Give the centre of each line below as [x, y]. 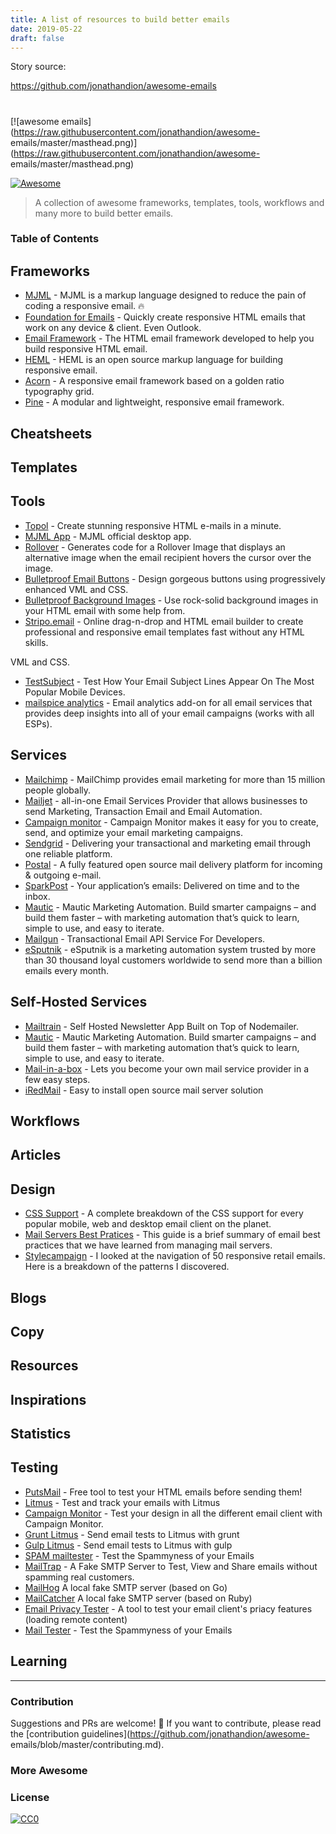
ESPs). [38, 723]
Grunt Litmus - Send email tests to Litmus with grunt [132, 1534]
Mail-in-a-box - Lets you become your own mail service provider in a [167, 1068]
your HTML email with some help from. [105, 610]
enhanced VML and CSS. [76, 589]
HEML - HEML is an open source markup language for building [153, 360]
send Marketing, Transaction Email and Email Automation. [143, 811]
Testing [34, 1467]
